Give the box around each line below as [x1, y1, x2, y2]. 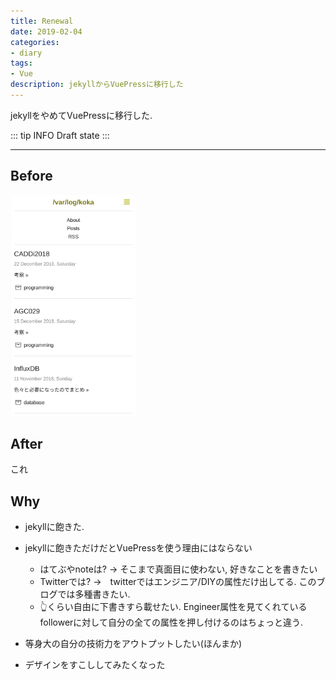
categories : [10, 37, 60, 47]
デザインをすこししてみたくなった [24, 659, 166, 671]
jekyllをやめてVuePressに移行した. [10, 109, 153, 121]
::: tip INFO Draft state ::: [10, 129, 110, 141]
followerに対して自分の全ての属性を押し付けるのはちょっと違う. [39, 616, 303, 629]
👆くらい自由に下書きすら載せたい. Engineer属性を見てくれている [39, 601, 308, 613]
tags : [10, 58, 33, 69]
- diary [10, 48, 43, 58]
